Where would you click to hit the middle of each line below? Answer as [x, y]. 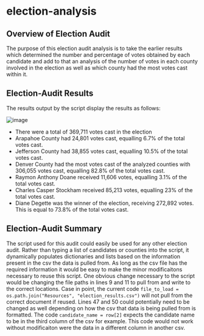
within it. [17, 74]
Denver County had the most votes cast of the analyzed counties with [103, 164]
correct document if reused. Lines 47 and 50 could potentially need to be [98, 302]
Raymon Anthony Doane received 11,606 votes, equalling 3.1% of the [101, 177]
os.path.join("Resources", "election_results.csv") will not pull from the [100, 295]
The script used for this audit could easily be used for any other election [97, 243]
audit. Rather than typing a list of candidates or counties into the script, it [98, 250]
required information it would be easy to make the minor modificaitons [94, 269]
